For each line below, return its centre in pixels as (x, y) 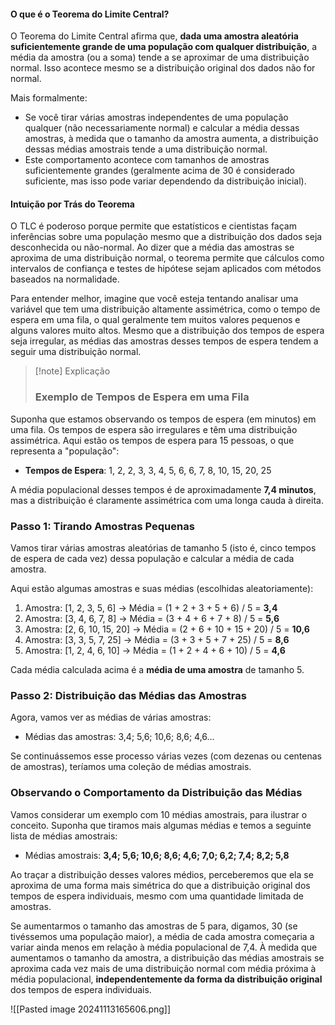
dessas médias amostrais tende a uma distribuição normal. (146, 149)
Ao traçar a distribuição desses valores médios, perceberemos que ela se (162, 874)
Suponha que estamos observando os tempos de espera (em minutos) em (163, 419)
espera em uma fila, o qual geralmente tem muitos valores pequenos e (155, 320)
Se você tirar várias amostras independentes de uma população (156, 117)
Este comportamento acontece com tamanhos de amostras (147, 160)
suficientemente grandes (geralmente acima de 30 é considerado (159, 171)
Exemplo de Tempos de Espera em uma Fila (142, 397)
